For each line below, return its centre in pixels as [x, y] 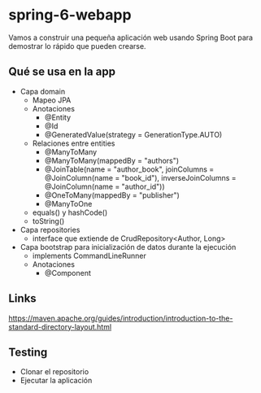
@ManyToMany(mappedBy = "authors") [112, 160]
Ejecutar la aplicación [56, 381]
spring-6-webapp [70, 15]
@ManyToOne [68, 203]
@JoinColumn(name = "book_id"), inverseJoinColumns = [141, 177]
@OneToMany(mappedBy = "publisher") [112, 195]
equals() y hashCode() [70, 212]
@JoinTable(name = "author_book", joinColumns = [129, 169]
